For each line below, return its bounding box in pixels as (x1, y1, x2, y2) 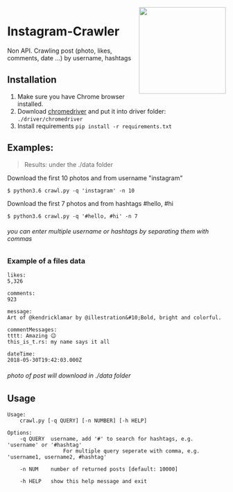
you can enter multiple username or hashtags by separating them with (7, 227, 209, 236)
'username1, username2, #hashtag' (7, 453, 107, 460)
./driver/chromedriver (17, 116, 83, 123)
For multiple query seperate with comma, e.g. (62, 447, 200, 455)
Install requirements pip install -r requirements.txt (17, 121, 172, 130)
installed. (17, 100, 44, 108)
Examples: (7, 142, 54, 154)
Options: (7, 429, 33, 436)
